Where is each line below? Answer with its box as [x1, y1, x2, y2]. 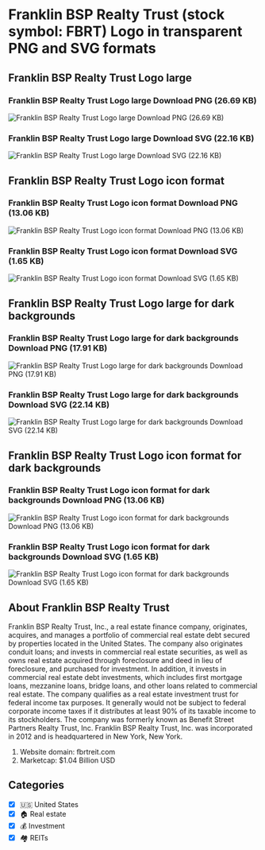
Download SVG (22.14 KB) [8, 399, 109, 410]
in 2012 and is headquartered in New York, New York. [8, 732, 183, 741]
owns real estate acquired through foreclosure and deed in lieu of [8, 655, 222, 665]
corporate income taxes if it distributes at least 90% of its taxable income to [8, 706, 256, 716]
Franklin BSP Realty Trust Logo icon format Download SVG [8, 245, 238, 256]
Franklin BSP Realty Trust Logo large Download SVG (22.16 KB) [8, 133, 255, 144]
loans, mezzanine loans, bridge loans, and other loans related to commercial [8, 681, 258, 690]
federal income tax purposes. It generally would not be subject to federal [8, 697, 247, 707]
